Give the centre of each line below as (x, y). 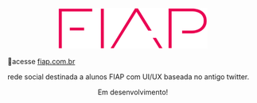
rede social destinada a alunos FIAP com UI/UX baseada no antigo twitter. (128, 76)
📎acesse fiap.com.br (41, 61)
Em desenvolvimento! (133, 92)
